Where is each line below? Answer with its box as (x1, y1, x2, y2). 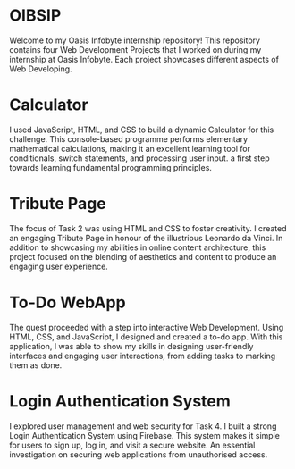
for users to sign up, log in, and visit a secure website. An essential (9, 440, 256, 450)
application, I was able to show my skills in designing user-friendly (9, 340, 254, 351)
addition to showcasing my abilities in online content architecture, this (9, 242, 266, 253)
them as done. (9, 359, 63, 371)
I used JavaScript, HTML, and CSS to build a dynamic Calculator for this (9, 124, 274, 135)
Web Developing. (9, 63, 73, 74)
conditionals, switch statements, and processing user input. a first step (9, 153, 270, 163)
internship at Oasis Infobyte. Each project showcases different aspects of (9, 54, 280, 64)
